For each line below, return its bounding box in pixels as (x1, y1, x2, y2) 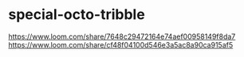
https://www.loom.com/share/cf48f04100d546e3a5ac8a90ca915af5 (8, 40, 234, 49)
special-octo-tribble (8, 6, 145, 24)
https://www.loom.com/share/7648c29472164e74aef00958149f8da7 (8, 32, 236, 41)
